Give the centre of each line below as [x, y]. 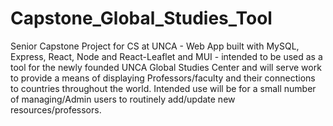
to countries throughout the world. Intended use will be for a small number [163, 88]
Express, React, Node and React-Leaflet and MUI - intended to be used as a [166, 56]
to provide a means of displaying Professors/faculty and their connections [163, 78]
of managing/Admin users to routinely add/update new [123, 99]
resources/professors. [56, 109]
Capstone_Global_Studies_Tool [141, 18]
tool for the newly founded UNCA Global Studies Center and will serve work [166, 67]
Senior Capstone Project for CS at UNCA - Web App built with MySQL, [155, 46]
